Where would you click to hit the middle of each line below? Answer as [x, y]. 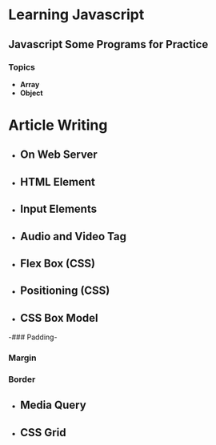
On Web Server [58, 155]
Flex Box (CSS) [58, 264]
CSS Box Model [59, 318]
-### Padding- [33, 337]
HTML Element [58, 182]
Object [31, 93]
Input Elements [58, 209]
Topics [22, 67]
